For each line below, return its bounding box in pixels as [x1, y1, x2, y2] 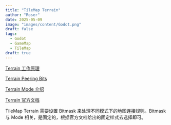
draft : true [5, 50, 31, 55]
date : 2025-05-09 [5, 17, 43, 22]
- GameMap [10, 41, 31, 46]
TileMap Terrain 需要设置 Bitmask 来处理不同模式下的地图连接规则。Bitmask [5, 108, 166, 114]
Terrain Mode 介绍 [5, 86, 45, 92]
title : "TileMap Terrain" [5, 7, 61, 13]
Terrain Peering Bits [5, 75, 47, 81]
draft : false [5, 27, 33, 32]
